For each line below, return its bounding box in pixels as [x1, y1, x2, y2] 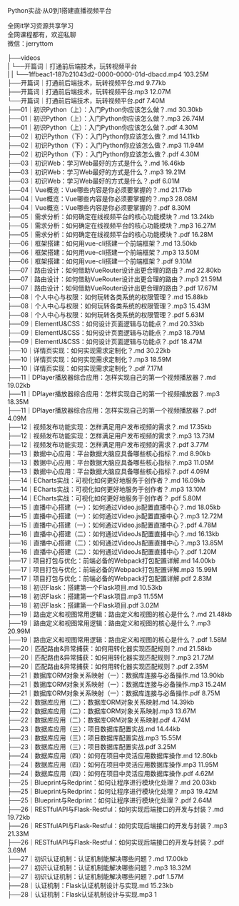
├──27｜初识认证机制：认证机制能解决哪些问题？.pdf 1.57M [7, 872, 184, 880]
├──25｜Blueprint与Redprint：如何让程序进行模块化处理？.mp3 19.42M [7, 787, 218, 795]
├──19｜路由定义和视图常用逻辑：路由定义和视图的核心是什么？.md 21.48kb [7, 610, 233, 618]
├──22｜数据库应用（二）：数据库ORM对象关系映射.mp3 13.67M [7, 707, 196, 715]
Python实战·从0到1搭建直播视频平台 [7, 6, 112, 14]
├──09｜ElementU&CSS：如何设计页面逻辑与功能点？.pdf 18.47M [7, 338, 203, 346]
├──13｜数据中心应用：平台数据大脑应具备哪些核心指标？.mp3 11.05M [7, 458, 214, 466]
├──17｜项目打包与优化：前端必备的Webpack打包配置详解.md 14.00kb [7, 556, 216, 565]
